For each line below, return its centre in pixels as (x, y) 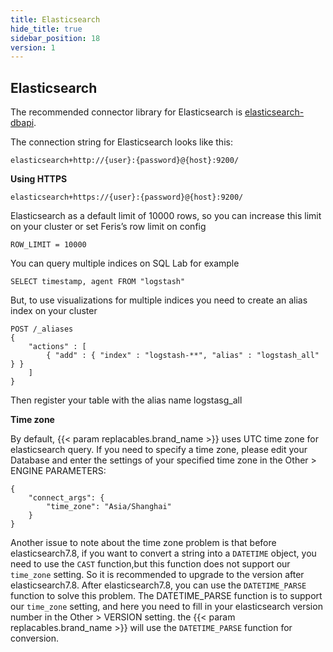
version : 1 (33, 47)
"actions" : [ (57, 347)
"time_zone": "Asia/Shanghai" (109, 507)
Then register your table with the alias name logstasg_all (126, 400)
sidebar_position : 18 (55, 38)
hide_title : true (46, 29)
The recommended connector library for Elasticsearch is (126, 112)
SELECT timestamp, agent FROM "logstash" (98, 282)
